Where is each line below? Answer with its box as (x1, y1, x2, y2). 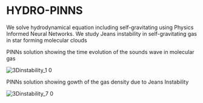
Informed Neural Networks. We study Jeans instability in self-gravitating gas (6, 30, 197, 37)
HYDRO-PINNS (6, 4, 83, 18)
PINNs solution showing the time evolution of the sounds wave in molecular (6, 48, 195, 55)
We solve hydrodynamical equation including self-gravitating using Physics (6, 24, 194, 31)
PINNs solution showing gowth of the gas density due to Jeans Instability (6, 78, 189, 85)
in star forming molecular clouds (6, 36, 87, 44)
